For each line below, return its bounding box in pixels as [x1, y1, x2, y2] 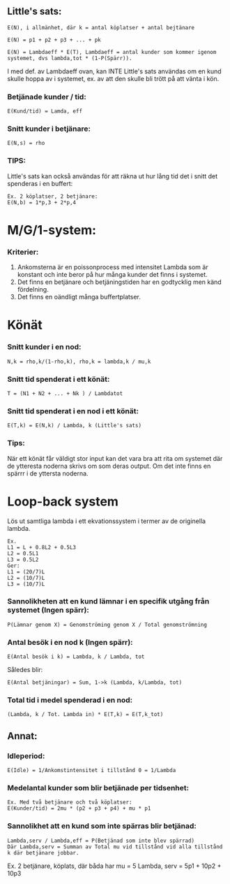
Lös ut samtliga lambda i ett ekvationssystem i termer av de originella [7, 517, 206, 525]
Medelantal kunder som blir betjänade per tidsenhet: [7, 783, 190, 792]
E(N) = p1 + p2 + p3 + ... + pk [7, 36, 101, 43]
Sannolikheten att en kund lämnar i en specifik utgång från [7, 597, 210, 606]
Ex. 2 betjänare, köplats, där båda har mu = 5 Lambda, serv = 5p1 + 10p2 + [7, 862, 222, 870]
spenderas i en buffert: [7, 179, 73, 187]
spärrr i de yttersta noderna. [7, 469, 89, 478]
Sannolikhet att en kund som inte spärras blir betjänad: [7, 821, 197, 831]
